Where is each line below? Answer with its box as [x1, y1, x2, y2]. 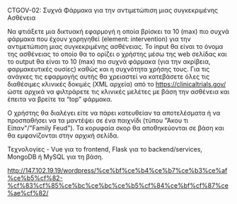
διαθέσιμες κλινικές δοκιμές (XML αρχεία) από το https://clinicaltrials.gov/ [7, 80, 226, 88]
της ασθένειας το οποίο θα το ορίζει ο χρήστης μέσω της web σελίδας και [7, 50, 228, 58]
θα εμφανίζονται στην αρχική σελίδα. [7, 131, 119, 140]
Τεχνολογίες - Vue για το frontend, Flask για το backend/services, [7, 145, 203, 153]
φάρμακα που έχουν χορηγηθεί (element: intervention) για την [7, 35, 191, 43]
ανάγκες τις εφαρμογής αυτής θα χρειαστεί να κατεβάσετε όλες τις [7, 72, 210, 81]
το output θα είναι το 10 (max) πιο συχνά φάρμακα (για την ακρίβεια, [7, 57, 211, 66]
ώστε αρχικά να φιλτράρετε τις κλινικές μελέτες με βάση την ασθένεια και [7, 88, 230, 96]
